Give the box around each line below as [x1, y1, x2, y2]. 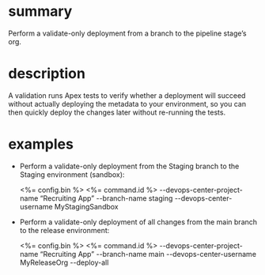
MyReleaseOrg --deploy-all [19, 258, 109, 267]
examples [8, 135, 74, 153]
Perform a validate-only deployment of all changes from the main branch [19, 217, 258, 227]
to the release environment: [19, 225, 110, 235]
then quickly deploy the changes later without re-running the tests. [8, 107, 226, 117]
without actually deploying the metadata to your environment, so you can [8, 99, 247, 108]
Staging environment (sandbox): [19, 169, 125, 179]
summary [8, 2, 73, 21]
